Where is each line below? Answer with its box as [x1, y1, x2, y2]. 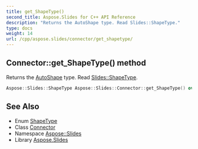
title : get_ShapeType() [6, 8, 65, 15]
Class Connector [14, 124, 56, 131]
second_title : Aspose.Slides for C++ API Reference [6, 14, 136, 20]
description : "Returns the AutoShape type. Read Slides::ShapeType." [6, 20, 181, 25]
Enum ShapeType [14, 117, 58, 124]
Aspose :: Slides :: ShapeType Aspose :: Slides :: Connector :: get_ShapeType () [6, 85, 186, 91]
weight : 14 [6, 31, 33, 37]
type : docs [6, 25, 33, 31]
